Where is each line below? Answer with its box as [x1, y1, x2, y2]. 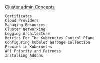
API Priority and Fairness [5, 49, 61, 54]
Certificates [5, 14, 32, 19]
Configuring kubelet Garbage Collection [5, 40, 91, 45]
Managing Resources [5, 22, 46, 27]
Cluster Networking [5, 27, 46, 32]
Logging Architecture [5, 31, 50, 36]
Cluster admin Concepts [5, 4, 55, 10]
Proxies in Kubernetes [5, 44, 52, 49]
